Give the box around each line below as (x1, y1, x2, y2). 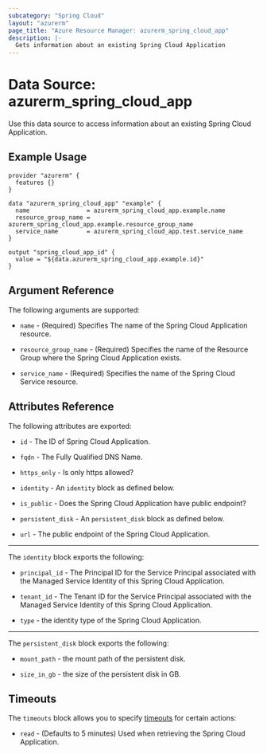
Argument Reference (8, 284, 114, 297)
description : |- (8, 33, 62, 42)
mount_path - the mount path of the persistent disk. (19, 654, 186, 663)
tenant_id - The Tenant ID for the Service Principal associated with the (19, 591, 252, 601)
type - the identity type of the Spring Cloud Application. (19, 615, 202, 625)
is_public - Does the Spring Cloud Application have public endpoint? (19, 498, 246, 508)
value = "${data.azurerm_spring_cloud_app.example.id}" (15, 255, 204, 263)
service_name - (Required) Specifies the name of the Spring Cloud (19, 368, 236, 378)
